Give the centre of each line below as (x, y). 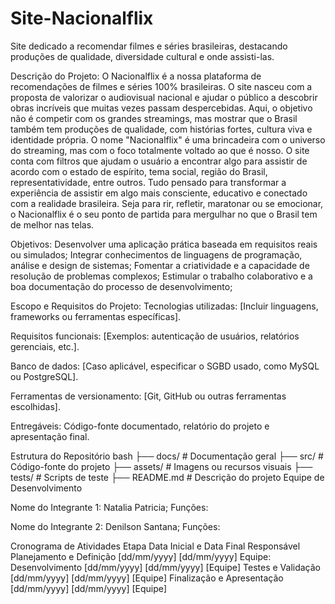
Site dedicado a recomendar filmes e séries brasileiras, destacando (149, 46)
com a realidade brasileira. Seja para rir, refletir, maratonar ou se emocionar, (167, 203)
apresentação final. (50, 436)
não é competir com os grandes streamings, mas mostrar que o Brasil (154, 118)
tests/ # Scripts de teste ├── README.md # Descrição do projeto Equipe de (167, 477)
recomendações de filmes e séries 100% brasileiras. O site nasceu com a (161, 86)
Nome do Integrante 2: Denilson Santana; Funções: (115, 526)
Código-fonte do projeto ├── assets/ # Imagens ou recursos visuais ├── (161, 466)
